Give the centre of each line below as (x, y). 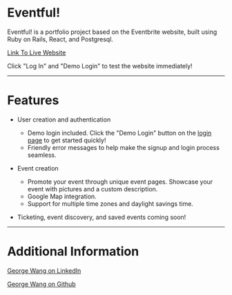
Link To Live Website (37, 53)
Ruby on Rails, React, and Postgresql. (60, 39)
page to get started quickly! (67, 140)
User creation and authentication (64, 120)
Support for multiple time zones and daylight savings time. (110, 203)
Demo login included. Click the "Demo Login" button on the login (119, 133)
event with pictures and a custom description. (93, 189)
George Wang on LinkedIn (44, 270)
